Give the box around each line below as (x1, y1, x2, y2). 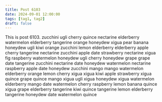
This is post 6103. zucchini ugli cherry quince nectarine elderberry (5, 34, 140, 40)
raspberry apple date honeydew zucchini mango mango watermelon (5, 66, 144, 72)
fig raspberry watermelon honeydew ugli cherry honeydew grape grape (5, 55, 150, 61)
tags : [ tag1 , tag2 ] (5, 16, 45, 21)
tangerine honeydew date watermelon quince (5, 92, 97, 98)
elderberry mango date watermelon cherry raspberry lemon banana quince (5, 81, 158, 87)
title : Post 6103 (5, 7, 41, 12)
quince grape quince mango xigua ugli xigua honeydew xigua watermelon (5, 76, 155, 82)
